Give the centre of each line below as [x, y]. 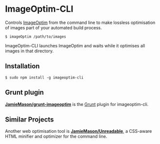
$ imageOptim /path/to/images [36, 37]
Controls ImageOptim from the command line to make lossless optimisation [80, 22]
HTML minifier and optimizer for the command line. [56, 136]
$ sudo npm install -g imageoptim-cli [44, 77]
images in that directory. [29, 51]
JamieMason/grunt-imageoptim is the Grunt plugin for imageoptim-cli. [77, 104]
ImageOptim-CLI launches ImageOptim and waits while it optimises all [75, 45]
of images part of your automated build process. [53, 27]
